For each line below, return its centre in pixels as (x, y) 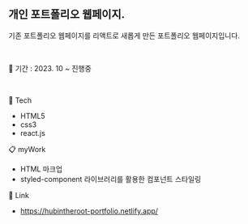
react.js (33, 133)
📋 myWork (27, 149)
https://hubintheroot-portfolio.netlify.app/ (89, 211)
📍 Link (19, 195)
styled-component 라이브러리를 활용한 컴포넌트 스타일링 (111, 179)
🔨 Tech (20, 100)
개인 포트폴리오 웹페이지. (67, 15)
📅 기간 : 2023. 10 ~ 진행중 (50, 68)
